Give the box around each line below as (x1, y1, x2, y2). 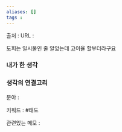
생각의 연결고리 (6, 79, 48, 87)
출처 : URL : (6, 31, 34, 39)
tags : (6, 14, 23, 20)
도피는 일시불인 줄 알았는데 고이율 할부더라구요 (6, 45, 117, 52)
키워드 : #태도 (6, 106, 39, 113)
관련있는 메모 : (6, 119, 40, 127)
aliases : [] (6, 8, 36, 15)
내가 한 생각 (6, 61, 38, 69)
